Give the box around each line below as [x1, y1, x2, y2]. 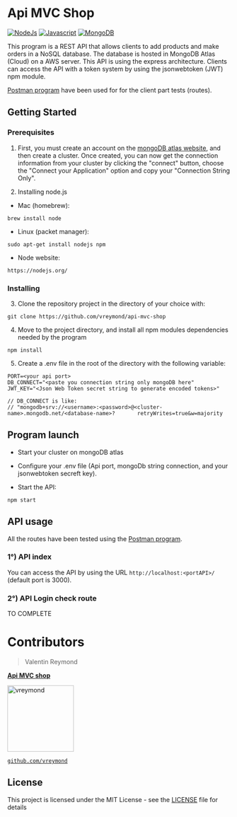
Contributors [7, 635, 85, 650]
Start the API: [17, 482, 57, 491]
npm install [7, 347, 42, 354]
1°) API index [7, 552, 52, 562]
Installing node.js [17, 187, 67, 196]
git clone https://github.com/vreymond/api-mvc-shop [7, 313, 166, 320]
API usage [7, 516, 53, 528]
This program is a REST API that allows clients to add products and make [7, 42, 219, 50]
